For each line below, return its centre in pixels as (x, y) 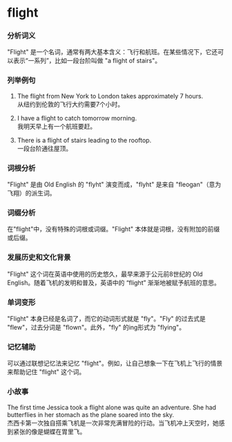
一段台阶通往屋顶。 (45, 148)
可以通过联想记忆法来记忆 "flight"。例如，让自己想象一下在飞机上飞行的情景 (115, 363)
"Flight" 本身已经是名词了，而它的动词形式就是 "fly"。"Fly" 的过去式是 (106, 318)
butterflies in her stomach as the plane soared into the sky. (91, 414)
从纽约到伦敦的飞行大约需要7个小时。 (70, 104)
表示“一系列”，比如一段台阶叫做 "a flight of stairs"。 (87, 61)
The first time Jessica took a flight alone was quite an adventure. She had (112, 407)
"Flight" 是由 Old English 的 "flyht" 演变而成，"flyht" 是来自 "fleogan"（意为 (114, 184)
